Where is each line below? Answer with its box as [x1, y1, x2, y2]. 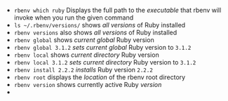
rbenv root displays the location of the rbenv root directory [13, 73, 186, 81]
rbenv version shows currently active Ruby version [13, 81, 162, 88]
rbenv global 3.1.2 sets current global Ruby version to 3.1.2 [13, 43, 192, 51]
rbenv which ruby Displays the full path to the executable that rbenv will [13, 6, 222, 14]
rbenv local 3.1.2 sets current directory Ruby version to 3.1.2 [13, 58, 196, 66]
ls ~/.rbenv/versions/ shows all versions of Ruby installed [13, 21, 186, 29]
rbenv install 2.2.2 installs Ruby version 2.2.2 [13, 66, 153, 74]
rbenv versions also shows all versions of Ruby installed [13, 28, 177, 36]
